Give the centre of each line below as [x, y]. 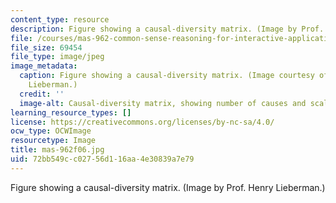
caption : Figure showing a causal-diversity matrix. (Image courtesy [167, 76]
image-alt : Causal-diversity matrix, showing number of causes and [163, 103]
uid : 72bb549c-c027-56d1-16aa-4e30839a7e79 [102, 159]
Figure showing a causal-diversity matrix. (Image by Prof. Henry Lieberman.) [168, 187]
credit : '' [42, 94]
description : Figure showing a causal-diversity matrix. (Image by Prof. [167, 29]
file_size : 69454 [46, 47]
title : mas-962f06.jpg [57, 150]
